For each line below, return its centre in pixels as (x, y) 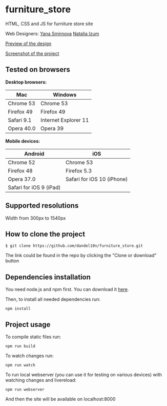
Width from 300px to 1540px (36, 218)
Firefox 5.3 (79, 170)
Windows (65, 94)
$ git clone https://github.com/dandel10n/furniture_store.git (74, 246)
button (12, 261)
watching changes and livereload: (41, 380)
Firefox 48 (20, 170)
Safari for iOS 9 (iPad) (34, 187)
